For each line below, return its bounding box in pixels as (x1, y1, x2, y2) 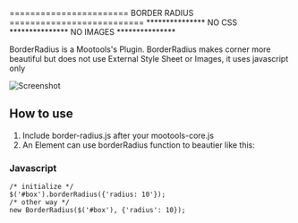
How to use (9, 107, 73, 122)
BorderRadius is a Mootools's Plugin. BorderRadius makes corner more (9, 44, 271, 55)
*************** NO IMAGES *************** (9, 27, 176, 37)
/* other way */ (9, 198, 70, 207)
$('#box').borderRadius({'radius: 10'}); (9, 190, 166, 200)
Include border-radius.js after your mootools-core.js (21, 130, 215, 141)
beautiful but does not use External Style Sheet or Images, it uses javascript (9, 54, 289, 64)
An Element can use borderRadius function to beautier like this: (21, 139, 255, 150)
